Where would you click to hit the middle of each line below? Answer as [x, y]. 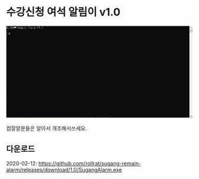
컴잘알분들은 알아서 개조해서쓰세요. [46, 129]
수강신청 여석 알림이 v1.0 [63, 12]
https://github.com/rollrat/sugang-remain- [89, 164]
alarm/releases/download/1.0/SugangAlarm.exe [64, 170]
